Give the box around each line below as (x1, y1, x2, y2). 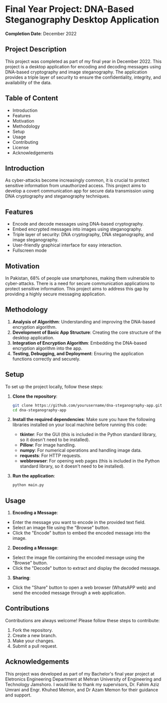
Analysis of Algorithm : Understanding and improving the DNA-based (12, 318, 156, 325)
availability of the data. (5, 79, 52, 85)
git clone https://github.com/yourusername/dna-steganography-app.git (12, 403, 163, 408)
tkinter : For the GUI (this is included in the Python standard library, (19, 432, 157, 438)
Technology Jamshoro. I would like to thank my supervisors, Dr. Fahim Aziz (5, 681, 160, 687)
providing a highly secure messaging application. (5, 291, 106, 297)
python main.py (12, 482, 44, 487)
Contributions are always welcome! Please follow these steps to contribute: (5, 617, 160, 623)
